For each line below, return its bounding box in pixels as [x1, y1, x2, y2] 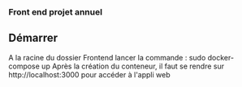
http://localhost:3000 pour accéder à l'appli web [8, 69, 171, 79]
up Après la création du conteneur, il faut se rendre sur [41, 61, 225, 71]
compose [8, 61, 41, 71]
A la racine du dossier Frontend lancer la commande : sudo [8, 52, 206, 62]
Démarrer [8, 31, 58, 45]
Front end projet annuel [8, 6, 103, 18]
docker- [207, 52, 234, 62]
